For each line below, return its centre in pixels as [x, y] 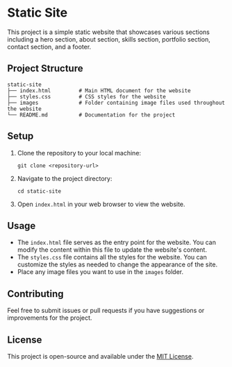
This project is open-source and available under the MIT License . [100, 356]
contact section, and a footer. [49, 46]
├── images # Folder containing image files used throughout [116, 103]
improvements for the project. [50, 318]
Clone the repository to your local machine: [79, 153]
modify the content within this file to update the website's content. [112, 250]
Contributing [35, 294]
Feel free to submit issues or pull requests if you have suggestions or [106, 311]
